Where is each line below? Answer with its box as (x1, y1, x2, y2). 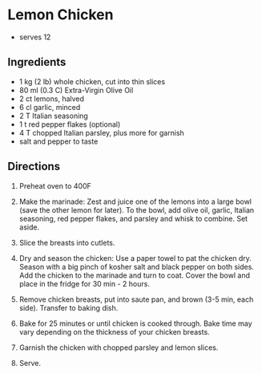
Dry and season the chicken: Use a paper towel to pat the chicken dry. (18, 253, 252, 262)
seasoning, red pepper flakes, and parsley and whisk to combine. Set (18, 213, 248, 223)
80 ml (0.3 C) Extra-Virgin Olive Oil (18, 85, 134, 95)
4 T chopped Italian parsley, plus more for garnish (18, 128, 185, 137)
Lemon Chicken (7, 6, 114, 24)
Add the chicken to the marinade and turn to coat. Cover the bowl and (18, 270, 250, 280)
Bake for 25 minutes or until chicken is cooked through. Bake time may (18, 319, 252, 328)
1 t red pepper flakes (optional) (18, 119, 121, 129)
